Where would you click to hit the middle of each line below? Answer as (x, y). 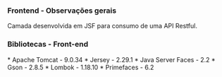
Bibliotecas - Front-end (48, 45)
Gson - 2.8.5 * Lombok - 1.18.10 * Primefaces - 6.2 (81, 67)
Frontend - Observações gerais (62, 11)
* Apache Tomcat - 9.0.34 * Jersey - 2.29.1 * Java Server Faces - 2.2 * (112, 59)
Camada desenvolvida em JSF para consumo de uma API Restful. (102, 26)
